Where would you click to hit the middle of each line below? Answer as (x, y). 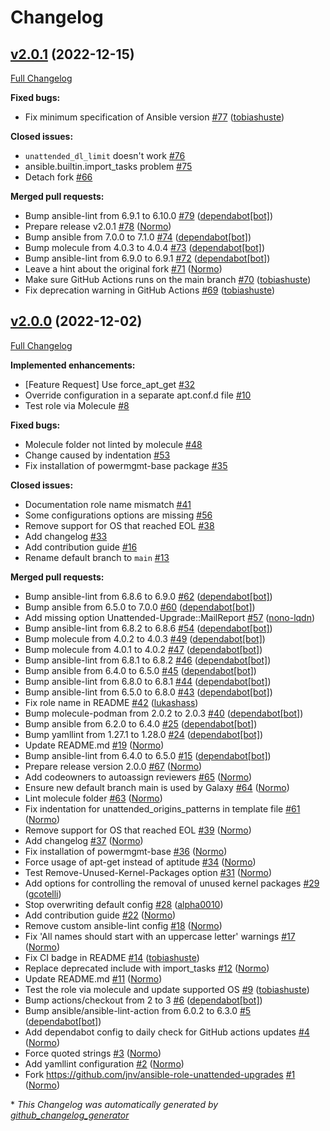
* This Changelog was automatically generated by (114, 1104)
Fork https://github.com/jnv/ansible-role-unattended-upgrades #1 (160, 1074)
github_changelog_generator (70, 1115)
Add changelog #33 (66, 536)
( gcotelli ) (43, 893)
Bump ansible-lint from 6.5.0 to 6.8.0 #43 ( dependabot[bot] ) (148, 692)
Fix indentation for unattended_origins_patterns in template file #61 (162, 808)
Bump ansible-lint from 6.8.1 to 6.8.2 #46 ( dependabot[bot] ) (148, 660)
